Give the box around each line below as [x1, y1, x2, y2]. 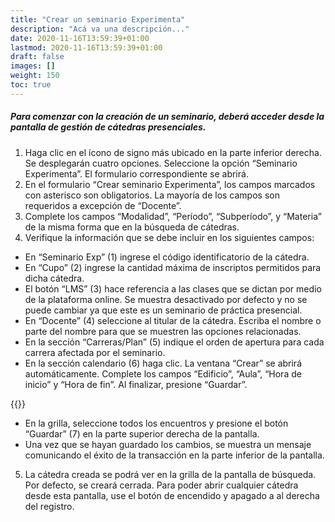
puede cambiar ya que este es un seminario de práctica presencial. [24, 304, 303, 316]
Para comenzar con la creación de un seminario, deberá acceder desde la [10, 111, 325, 123]
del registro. [24, 500, 75, 512]
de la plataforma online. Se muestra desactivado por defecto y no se [24, 293, 308, 305]
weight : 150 [10, 71, 60, 81]
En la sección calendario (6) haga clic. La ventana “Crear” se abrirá [24, 357, 302, 369]
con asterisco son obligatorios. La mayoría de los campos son [24, 189, 280, 201]
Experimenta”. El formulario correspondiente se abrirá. [24, 167, 249, 180]
